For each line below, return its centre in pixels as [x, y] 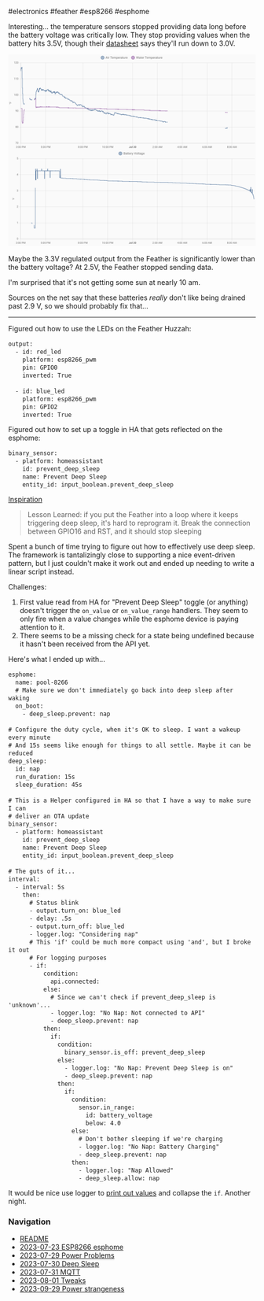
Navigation [29, 1222]
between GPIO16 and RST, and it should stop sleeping [114, 531]
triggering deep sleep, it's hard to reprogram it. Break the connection [139, 523]
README [34, 1239]
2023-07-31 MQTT [50, 1272]
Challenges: [27, 586]
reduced [21, 753]
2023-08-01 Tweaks [53, 1281]
